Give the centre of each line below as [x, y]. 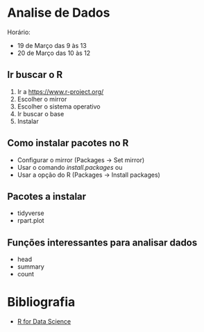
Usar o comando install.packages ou [70, 167]
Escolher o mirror [42, 99]
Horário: [19, 32]
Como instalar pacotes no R [68, 143]
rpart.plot [31, 221]
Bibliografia [41, 302]
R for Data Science [44, 322]
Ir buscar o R [35, 75]
